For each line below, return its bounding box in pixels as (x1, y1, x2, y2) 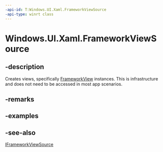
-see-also (5, 128, 36, 137)
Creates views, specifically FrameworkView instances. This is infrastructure (5, 76, 159, 81)
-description (5, 63, 44, 71)
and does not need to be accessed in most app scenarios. (5, 81, 123, 87)
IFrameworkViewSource (5, 142, 54, 148)
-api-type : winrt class (5, 12, 54, 17)
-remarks (5, 95, 34, 103)
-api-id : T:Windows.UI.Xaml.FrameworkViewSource (5, 7, 107, 12)
